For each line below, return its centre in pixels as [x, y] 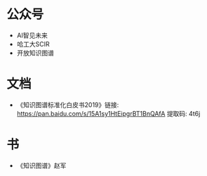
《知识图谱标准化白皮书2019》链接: [68, 105]
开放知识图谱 [35, 53]
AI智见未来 [32, 35]
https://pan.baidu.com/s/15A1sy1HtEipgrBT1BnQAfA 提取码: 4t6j [108, 113]
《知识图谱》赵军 [41, 165]
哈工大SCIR [33, 44]
